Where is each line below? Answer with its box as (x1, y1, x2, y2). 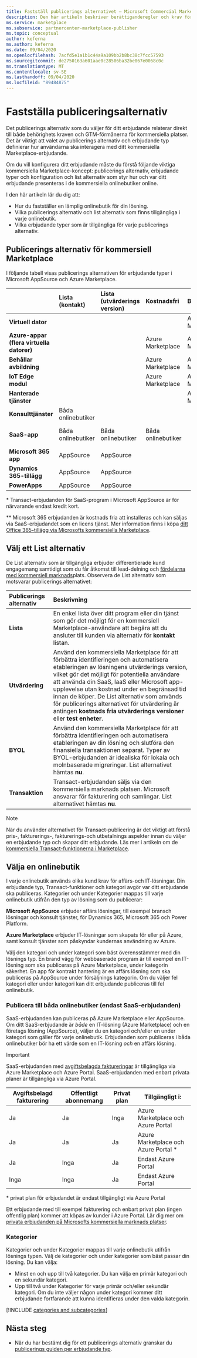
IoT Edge (9, 372, 34, 380)
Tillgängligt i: (144, 1093, 182, 1101)
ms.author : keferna (6, 42, 54, 48)
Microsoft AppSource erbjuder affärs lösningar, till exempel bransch (6, 907, 172, 915)
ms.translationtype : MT (6, 63, 64, 69)
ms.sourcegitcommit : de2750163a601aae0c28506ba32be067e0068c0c (6, 58, 164, 64)
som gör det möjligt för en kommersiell (53, 616, 159, 624)
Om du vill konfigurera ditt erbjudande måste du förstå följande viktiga (6, 161, 175, 168)
